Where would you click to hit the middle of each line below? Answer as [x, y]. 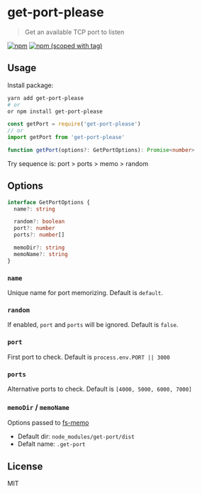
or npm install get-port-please [55, 111]
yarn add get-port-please [45, 98]
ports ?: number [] [39, 235]
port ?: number [34, 228]
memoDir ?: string [39, 248]
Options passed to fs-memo [48, 423]
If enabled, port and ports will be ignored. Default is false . [93, 325]
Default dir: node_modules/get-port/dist [76, 436]
